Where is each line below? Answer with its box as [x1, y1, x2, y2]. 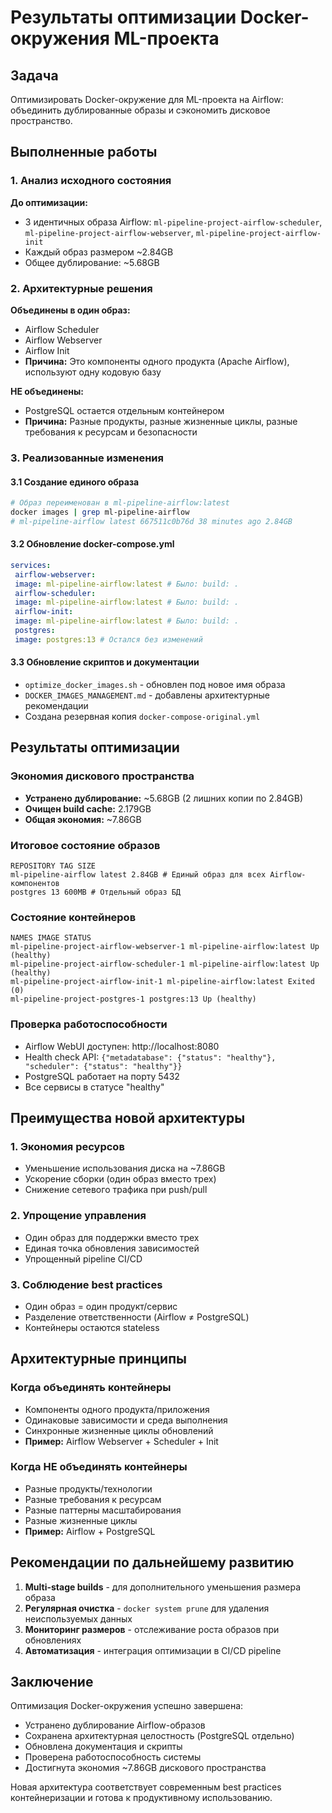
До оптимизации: [10, 196, 88, 208]
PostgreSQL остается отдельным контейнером [24, 404, 225, 416]
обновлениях [24, 1634, 82, 1646]
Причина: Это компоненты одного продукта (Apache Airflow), [24, 355, 290, 367]
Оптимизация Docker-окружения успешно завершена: [10, 1700, 244, 1712]
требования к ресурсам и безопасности [24, 426, 198, 438]
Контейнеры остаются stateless [24, 1321, 160, 1333]
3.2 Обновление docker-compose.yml [10, 538, 175, 550]
